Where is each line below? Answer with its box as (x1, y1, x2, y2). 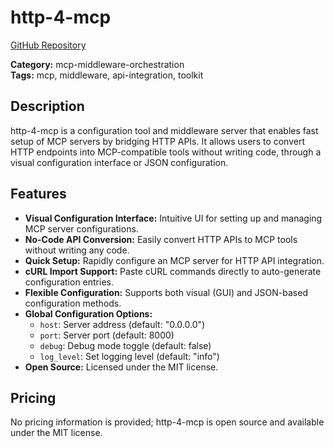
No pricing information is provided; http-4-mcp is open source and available (10, 416, 325, 428)
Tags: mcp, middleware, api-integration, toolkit (10, 69, 204, 81)
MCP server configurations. (24, 222, 139, 235)
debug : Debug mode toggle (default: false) (39, 339, 212, 351)
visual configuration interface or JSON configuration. (10, 156, 229, 168)
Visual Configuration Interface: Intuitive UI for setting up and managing (24, 212, 323, 224)
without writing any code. (24, 244, 130, 256)
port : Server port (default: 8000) (39, 329, 175, 341)
